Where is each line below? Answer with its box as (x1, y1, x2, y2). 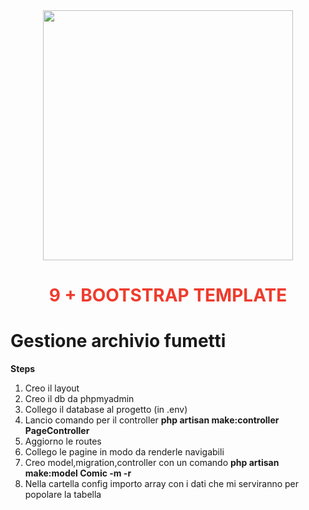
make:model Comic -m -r (24, 467, 132, 479)
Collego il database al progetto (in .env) (24, 404, 188, 416)
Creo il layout (24, 382, 80, 394)
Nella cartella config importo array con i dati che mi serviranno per (24, 478, 300, 490)
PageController (24, 425, 90, 437)
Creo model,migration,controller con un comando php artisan (24, 457, 280, 469)
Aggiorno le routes (24, 435, 102, 448)
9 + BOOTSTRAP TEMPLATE (48, 284, 288, 307)
